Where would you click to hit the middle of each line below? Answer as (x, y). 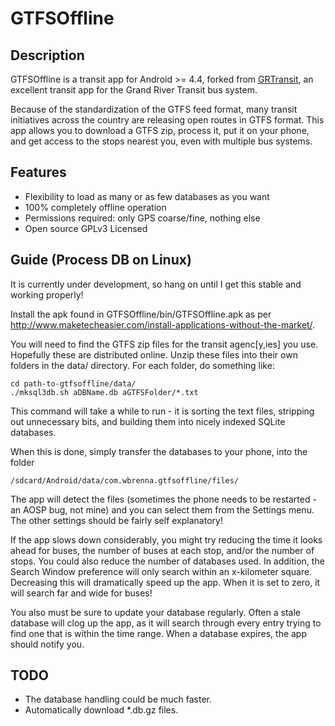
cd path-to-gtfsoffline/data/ (73, 383)
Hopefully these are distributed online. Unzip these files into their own (154, 354)
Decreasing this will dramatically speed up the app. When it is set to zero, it (165, 582)
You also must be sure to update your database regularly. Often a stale (155, 612)
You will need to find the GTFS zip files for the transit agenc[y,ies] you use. (164, 344)
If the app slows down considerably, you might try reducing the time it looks (166, 539)
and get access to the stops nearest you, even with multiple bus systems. (161, 141)
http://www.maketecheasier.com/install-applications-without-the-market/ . (163, 324)
